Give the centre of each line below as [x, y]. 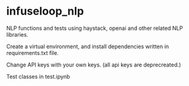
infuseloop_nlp [45, 11]
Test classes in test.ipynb [38, 76]
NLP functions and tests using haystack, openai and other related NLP [95, 28]
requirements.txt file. [33, 52]
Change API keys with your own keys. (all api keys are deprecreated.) [94, 65]
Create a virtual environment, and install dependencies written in [88, 46]
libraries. [17, 34]
